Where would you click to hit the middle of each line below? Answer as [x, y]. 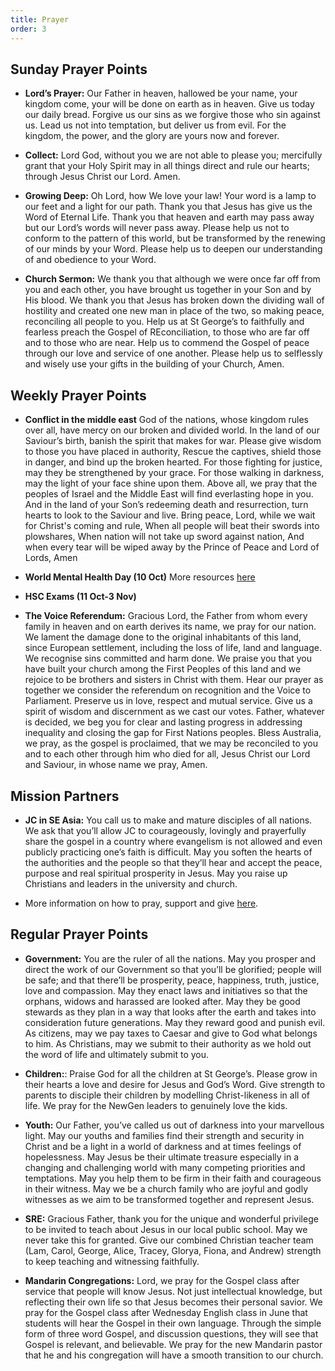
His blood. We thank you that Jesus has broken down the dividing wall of [174, 300]
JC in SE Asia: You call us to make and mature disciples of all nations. [168, 820]
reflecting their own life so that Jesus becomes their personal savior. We [173, 1302]
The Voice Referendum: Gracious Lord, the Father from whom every [166, 616]
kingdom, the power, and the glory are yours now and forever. [152, 136]
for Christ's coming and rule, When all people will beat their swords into [172, 526]
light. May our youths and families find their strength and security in [164, 1135]
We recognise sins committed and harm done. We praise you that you [168, 658]
